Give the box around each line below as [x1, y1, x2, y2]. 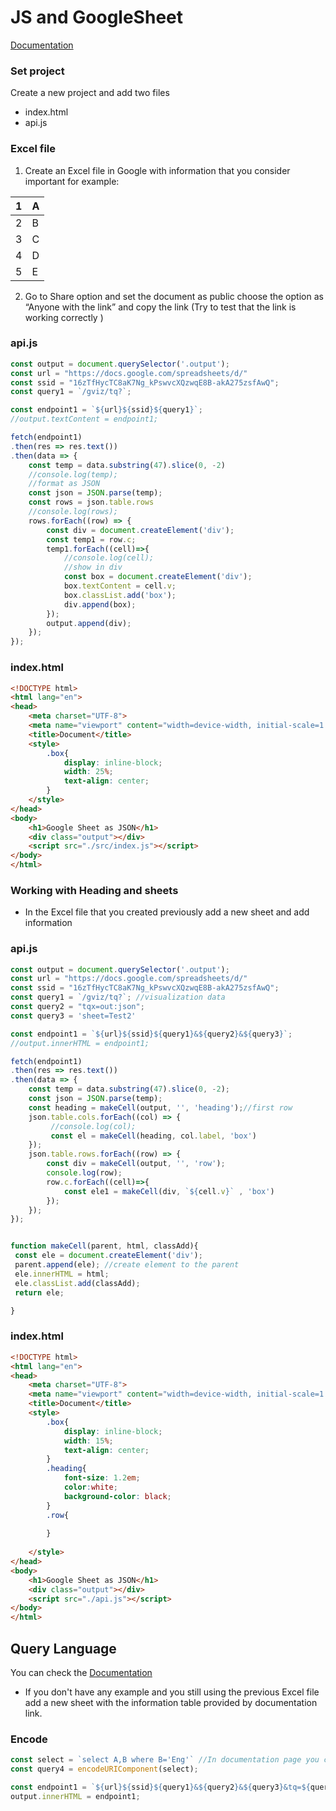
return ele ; [14, 1287, 65, 1298]
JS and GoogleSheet [10, 6, 183, 29]
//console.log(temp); [28, 469, 118, 480]
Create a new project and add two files [10, 87, 170, 99]
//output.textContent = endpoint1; [10, 414, 159, 425]
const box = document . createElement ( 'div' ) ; [63, 572, 253, 582]
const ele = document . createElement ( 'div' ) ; [14, 1251, 203, 1261]
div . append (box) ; [63, 599, 137, 610]
